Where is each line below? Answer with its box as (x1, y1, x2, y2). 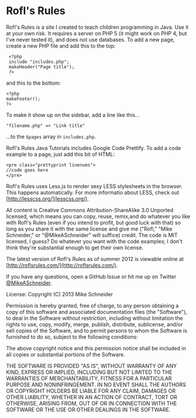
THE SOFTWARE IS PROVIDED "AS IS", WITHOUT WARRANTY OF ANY (6, 362, 177, 369)
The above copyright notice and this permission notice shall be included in (6, 345, 186, 352)
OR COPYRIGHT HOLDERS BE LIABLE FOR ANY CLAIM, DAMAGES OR (6, 387, 176, 394)
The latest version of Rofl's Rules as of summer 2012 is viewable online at (6, 255, 184, 262)
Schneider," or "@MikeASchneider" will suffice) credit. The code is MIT (6, 231, 178, 239)
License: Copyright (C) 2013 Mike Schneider (6, 290, 113, 297)
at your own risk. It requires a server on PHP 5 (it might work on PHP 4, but (6, 29, 187, 36)
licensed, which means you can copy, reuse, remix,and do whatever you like (6, 213, 191, 220)
